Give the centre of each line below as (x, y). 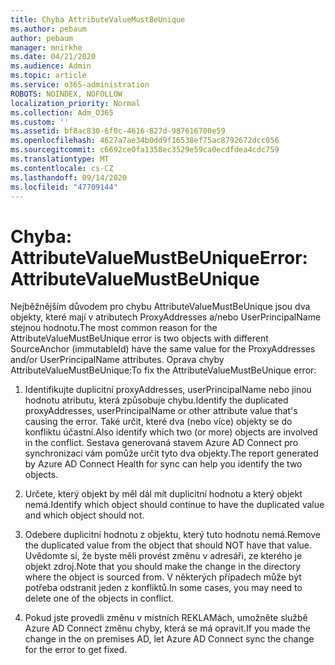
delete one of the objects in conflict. (99, 598)
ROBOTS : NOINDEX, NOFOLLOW (66, 94)
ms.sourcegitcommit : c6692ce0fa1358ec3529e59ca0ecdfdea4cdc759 (145, 150)
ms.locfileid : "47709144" (64, 187)
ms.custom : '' (40, 122)
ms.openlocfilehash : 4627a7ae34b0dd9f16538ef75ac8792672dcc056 (145, 141)
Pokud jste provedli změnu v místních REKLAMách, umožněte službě (166, 618)
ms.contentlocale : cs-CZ (62, 168)
